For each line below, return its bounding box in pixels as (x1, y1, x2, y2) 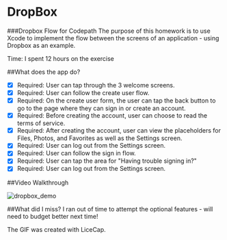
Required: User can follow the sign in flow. (16, 149, 136, 157)
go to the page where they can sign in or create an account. (16, 104, 186, 113)
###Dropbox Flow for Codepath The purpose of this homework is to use (7, 27, 211, 35)
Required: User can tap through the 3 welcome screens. (16, 81, 176, 89)
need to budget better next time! (7, 212, 98, 220)
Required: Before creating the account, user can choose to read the (16, 111, 207, 120)
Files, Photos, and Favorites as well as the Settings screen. (16, 134, 183, 142)
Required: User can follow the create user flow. (16, 89, 150, 96)
